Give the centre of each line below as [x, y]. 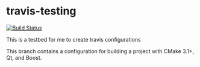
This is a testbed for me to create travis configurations [73, 39]
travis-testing [41, 11]
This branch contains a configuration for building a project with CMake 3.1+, [100, 51]
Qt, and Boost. [24, 57]
